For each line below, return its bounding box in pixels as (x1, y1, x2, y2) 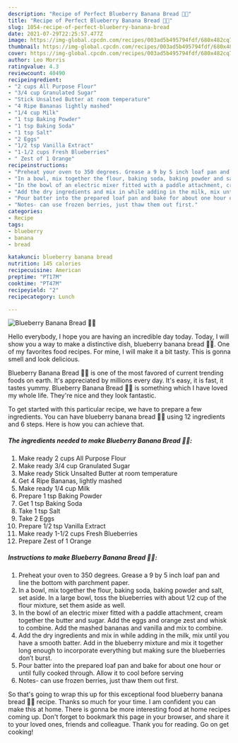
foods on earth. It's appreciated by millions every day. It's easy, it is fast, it (8, 376, 224, 385)
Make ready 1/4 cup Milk (18, 484, 90, 493)
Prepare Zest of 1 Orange (18, 537, 92, 545)
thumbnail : (8, 43, 40, 50)
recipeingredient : (8, 76, 62, 84)
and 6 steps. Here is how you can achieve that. (8, 420, 145, 429)
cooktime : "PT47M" (8, 280, 62, 287)
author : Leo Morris (8, 57, 66, 64)
